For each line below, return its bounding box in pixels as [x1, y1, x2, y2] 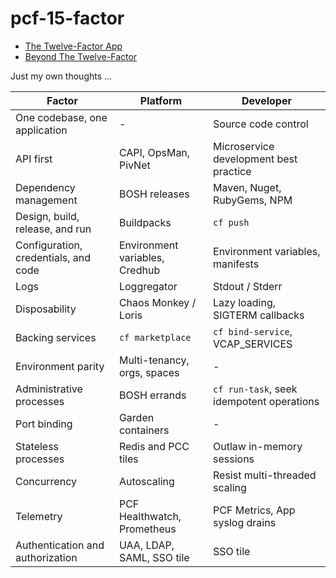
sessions [213, 452, 255, 466]
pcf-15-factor [10, 7, 125, 30]
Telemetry [15, 509, 63, 523]
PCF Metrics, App [213, 503, 296, 517]
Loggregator [118, 279, 178, 293]
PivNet [118, 158, 151, 172]
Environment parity [15, 359, 105, 373]
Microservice [213, 139, 275, 153]
